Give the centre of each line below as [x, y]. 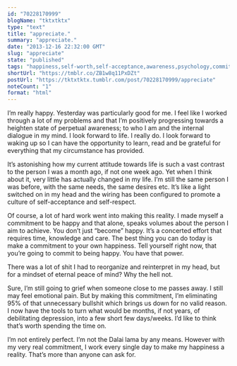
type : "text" [26, 27]
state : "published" [36, 60]
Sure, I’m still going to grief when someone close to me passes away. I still [115, 288]
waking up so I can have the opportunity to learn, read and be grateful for [114, 143]
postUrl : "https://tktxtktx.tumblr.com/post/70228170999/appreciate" [112, 80]
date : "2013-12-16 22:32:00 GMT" [56, 47]
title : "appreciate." [39, 34]
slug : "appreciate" [36, 54]
